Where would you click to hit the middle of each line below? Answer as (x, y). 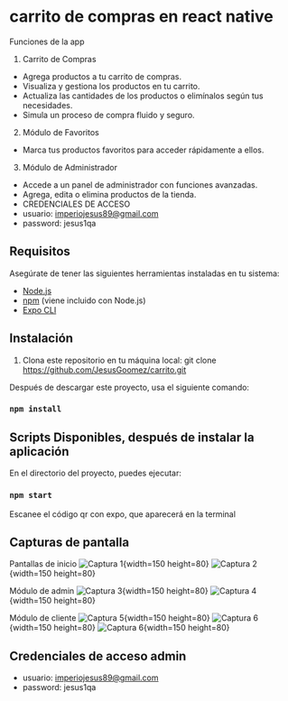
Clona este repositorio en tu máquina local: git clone (119, 360)
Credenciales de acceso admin (98, 656)
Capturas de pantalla (69, 542)
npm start (31, 495)
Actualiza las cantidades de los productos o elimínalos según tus (143, 96)
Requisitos (40, 251)
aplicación (39, 452)
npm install (36, 409)
